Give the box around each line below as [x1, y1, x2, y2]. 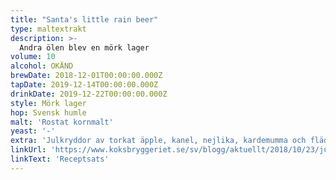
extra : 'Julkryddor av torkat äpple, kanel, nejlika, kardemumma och [10, 136, 307, 146]
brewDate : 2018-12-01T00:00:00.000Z [10, 71, 163, 81]
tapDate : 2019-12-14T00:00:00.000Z [10, 80, 159, 90]
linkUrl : [10, 145, 47, 155]
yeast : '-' [10, 126, 56, 136]
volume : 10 [10, 52, 56, 62]
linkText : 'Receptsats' [10, 154, 110, 164]
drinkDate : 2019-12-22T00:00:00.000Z [10, 89, 168, 99]
